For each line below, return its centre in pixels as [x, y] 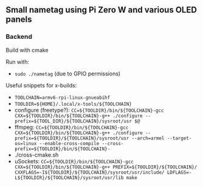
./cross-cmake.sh [36, 155]
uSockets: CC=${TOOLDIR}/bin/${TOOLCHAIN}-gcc [74, 161]
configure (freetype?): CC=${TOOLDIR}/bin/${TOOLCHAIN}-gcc [89, 110]
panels [19, 20]
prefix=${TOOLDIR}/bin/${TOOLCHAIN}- [62, 149]
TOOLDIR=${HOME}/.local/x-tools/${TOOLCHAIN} [73, 104]
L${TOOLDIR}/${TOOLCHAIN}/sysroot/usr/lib [69, 178]
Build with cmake [27, 50]
